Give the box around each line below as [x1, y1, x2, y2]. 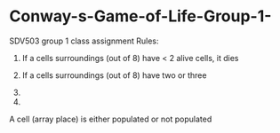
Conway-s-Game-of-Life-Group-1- [9, 6, 272, 27]
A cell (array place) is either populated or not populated [9, 113, 212, 124]
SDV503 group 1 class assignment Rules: [9, 35, 159, 46]
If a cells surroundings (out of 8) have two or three [21, 69, 207, 81]
